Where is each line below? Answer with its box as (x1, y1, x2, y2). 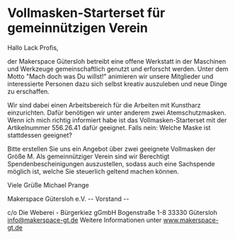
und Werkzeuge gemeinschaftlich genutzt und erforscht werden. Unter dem (7, 64, 229, 73)
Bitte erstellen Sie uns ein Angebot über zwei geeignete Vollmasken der (7, 144, 216, 153)
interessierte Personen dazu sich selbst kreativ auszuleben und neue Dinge (7, 79, 228, 88)
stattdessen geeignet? (7, 131, 72, 139)
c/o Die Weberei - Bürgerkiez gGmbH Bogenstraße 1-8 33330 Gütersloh (7, 208, 218, 216)
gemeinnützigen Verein (7, 20, 149, 36)
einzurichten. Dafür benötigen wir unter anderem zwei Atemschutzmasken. (7, 108, 227, 117)
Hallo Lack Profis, (7, 43, 59, 52)
